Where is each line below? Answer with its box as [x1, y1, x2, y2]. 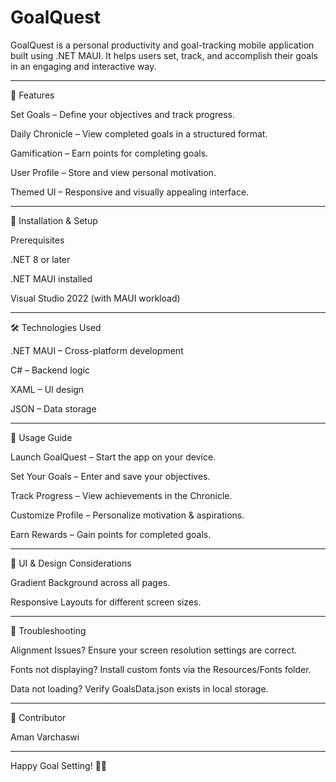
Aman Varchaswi [10, 731, 80, 743]
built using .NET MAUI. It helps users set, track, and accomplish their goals [10, 49, 318, 61]
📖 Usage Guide [10, 431, 73, 443]
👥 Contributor [10, 711, 67, 723]
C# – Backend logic [10, 364, 91, 376]
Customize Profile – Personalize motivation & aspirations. [10, 509, 245, 521]
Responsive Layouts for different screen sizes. [10, 596, 202, 608]
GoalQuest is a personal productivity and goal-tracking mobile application [10, 39, 315, 51]
